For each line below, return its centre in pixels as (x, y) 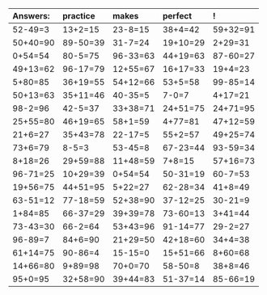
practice (79, 16)
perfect (178, 16)
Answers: (31, 16)
